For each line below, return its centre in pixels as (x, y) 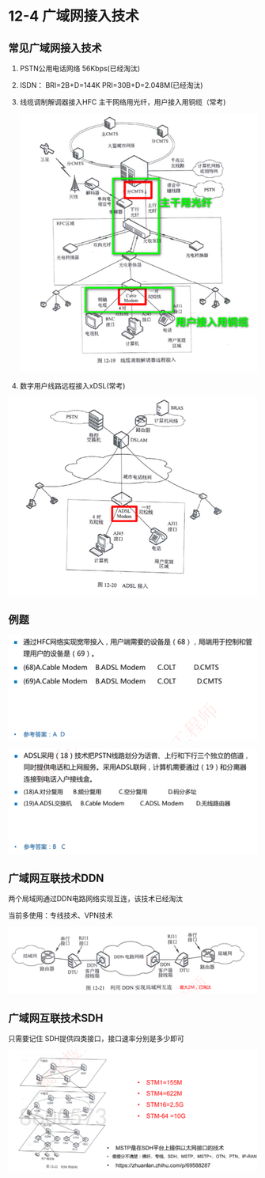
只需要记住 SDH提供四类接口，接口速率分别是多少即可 (96, 1039)
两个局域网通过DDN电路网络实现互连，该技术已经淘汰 (96, 899)
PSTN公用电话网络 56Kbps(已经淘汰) (80, 68)
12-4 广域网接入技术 (74, 16)
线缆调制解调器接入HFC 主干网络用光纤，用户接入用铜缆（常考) (123, 102)
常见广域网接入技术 (55, 48)
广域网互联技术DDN (56, 879)
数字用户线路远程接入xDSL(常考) (72, 385)
